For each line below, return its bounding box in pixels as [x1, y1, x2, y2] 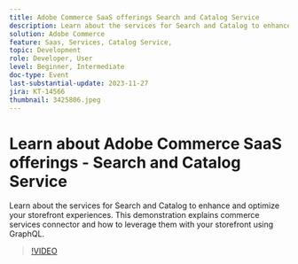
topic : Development [9, 46, 82, 55]
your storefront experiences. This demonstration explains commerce [9, 210, 260, 221]
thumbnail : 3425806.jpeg [9, 95, 101, 105]
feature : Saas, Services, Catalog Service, [9, 37, 173, 47]
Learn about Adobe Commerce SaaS [9, 134, 282, 153]
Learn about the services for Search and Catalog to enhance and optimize [9, 200, 280, 211]
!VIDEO [30, 245, 58, 257]
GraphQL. [9, 229, 45, 239]
